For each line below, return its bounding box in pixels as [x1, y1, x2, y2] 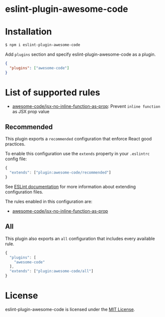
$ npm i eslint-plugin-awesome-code [5, 43, 80, 47]
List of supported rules [5, 87, 100, 98]
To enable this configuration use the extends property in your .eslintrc [5, 151, 150, 157]
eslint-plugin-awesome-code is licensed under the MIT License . [5, 307, 135, 312]
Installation [5, 26, 52, 38]
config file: [5, 156, 27, 162]
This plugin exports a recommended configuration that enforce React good [5, 136, 152, 142]
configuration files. [5, 189, 43, 195]
